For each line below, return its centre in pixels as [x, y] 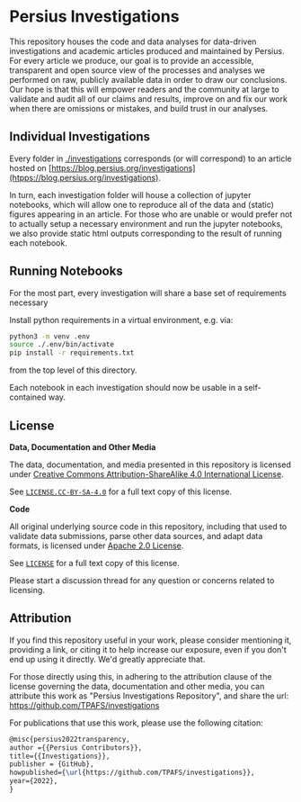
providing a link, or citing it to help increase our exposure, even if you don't [148, 649]
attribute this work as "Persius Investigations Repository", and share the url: [149, 696]
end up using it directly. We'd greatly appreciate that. [107, 659]
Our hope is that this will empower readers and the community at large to [145, 89]
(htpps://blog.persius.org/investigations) [84, 177]
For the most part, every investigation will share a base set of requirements [148, 293]
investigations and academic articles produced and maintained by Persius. [147, 50]
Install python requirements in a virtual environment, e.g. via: [121, 320]
